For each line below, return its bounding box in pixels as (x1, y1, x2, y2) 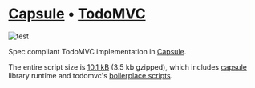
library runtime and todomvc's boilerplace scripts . (8, 70, 173, 80)
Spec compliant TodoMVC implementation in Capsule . (8, 46, 187, 56)
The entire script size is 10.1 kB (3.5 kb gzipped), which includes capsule (8, 62, 247, 72)
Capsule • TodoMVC (8, 5, 146, 23)
